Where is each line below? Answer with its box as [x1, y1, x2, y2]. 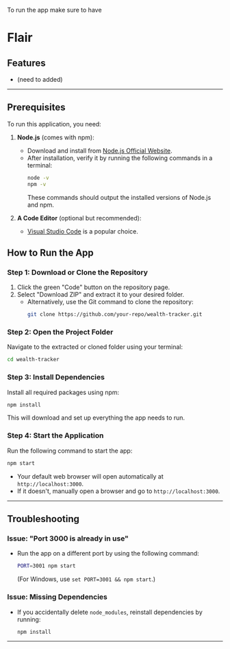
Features [7, 57, 46, 69]
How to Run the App [7, 247, 94, 258]
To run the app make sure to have [7, 6, 102, 14]
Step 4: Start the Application [7, 431, 104, 440]
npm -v [27, 181, 47, 187]
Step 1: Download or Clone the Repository [7, 267, 149, 277]
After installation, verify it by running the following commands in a [27, 154, 213, 162]
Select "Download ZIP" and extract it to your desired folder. [16, 291, 185, 299]
